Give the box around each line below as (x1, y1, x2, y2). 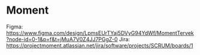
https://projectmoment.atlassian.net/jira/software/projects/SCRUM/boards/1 (6, 42, 193, 49)
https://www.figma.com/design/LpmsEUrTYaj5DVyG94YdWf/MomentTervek (6, 29, 194, 36)
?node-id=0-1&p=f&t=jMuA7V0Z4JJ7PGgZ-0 (6, 35, 118, 43)
